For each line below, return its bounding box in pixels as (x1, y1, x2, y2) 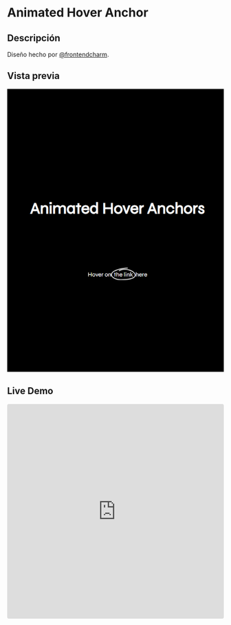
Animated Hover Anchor (7, 5, 149, 21)
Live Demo (7, 385, 54, 397)
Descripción (7, 32, 60, 44)
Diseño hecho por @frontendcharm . (7, 50, 109, 58)
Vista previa (7, 70, 60, 82)
